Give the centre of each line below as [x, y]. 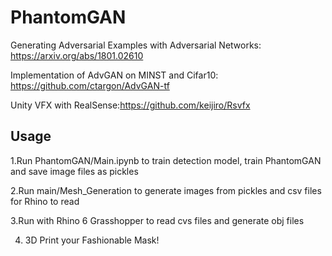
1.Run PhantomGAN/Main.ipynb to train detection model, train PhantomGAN [166, 160]
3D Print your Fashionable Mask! [92, 240]
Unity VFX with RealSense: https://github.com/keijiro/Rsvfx [130, 105]
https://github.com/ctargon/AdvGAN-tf [90, 85]
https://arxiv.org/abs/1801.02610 [77, 55]
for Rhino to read [45, 201]
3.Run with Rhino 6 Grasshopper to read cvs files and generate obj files [157, 220]
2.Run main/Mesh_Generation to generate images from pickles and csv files [166, 190]
